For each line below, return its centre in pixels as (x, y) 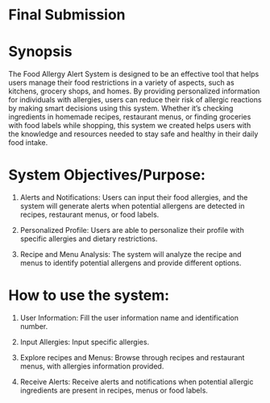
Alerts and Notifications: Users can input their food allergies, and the (134, 197)
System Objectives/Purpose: (107, 175)
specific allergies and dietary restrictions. (89, 239)
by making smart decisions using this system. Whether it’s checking (121, 108)
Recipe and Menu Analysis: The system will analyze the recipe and (131, 255)
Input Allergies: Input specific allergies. (85, 342)
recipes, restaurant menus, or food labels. (89, 214)
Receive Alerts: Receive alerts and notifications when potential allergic (137, 382)
